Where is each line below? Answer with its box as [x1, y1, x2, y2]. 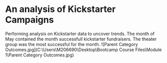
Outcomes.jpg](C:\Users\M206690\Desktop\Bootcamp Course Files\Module [5, 46, 162, 52]
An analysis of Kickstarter [5, 3, 116, 15]
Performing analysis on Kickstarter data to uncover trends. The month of [5, 30, 155, 36]
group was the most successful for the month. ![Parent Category [5, 41, 138, 47]
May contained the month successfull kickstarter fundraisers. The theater [5, 36, 157, 42]
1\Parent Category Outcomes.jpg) [5, 51, 74, 58]
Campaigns [5, 14, 54, 25]
